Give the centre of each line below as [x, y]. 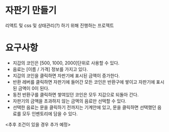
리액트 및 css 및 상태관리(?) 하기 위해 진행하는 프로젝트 [60, 25]
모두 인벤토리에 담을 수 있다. [50, 113]
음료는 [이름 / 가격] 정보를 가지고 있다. [50, 69]
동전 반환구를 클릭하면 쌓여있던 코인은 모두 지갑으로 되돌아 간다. [75, 94]
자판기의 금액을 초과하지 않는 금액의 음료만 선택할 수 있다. [70, 101]
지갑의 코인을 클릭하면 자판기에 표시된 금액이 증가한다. [66, 75]
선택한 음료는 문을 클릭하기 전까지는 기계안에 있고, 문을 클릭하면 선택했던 [84, 107]
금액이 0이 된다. [34, 88]
